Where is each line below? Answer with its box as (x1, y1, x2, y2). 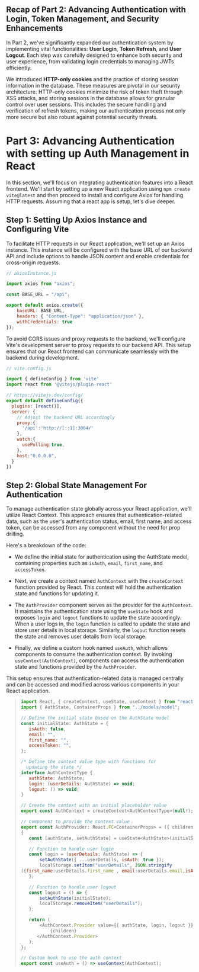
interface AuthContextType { (20, 769, 93, 775)
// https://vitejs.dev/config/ (6, 392, 84, 399)
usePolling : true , (21, 442, 65, 448)
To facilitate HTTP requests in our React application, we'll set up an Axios (6, 240, 185, 247)
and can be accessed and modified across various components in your (6, 681, 179, 688)
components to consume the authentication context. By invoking (14, 651, 173, 658)
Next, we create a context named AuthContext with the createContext (14, 578, 184, 585)
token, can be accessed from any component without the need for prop (6, 524, 181, 531)
